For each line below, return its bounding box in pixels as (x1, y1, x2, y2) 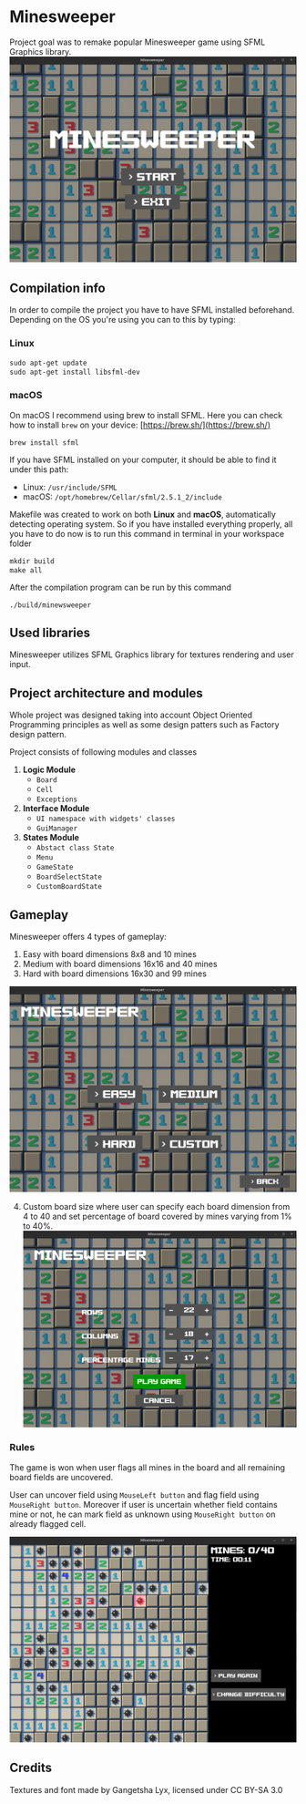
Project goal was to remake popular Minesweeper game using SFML (9, 36, 266, 47)
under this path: (9, 463, 69, 475)
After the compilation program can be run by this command (9, 582, 232, 593)
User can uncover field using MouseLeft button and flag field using (9, 1489, 260, 1500)
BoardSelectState (36, 872, 103, 881)
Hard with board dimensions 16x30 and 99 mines (22, 968, 208, 979)
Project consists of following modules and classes (9, 747, 198, 758)
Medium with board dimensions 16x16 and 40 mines (22, 959, 218, 970)
